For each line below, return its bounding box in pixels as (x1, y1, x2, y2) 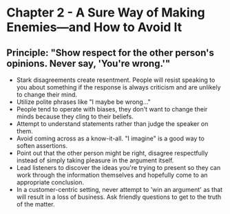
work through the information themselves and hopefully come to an (16, 171, 208, 179)
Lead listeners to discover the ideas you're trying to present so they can (16, 164, 221, 171)
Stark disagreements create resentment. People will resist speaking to (16, 76, 216, 84)
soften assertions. (16, 142, 68, 149)
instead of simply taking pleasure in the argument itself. (16, 156, 174, 164)
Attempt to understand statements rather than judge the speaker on (16, 120, 209, 128)
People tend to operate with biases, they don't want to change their (16, 105, 208, 113)
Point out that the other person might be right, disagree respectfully (16, 149, 209, 157)
